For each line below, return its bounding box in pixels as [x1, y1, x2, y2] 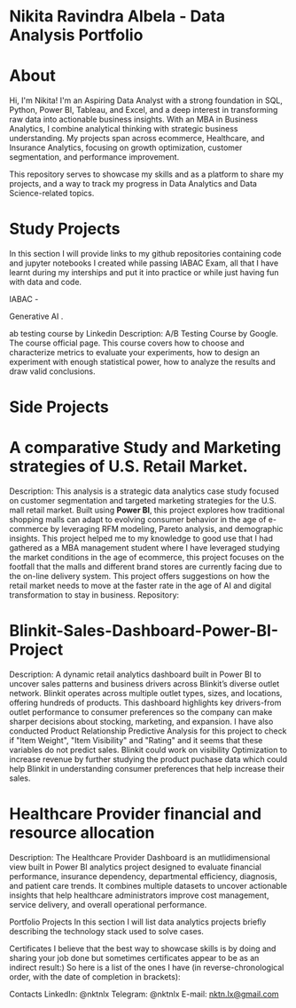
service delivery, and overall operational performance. [9, 900, 207, 910]
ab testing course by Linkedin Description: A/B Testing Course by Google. [9, 329, 279, 339]
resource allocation [9, 823, 155, 843]
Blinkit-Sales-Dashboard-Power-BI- [9, 621, 279, 641]
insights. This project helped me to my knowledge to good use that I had [9, 533, 273, 544]
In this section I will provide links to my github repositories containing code [9, 249, 282, 259]
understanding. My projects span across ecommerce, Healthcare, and [9, 133, 265, 144]
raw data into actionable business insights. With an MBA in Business [9, 114, 259, 125]
